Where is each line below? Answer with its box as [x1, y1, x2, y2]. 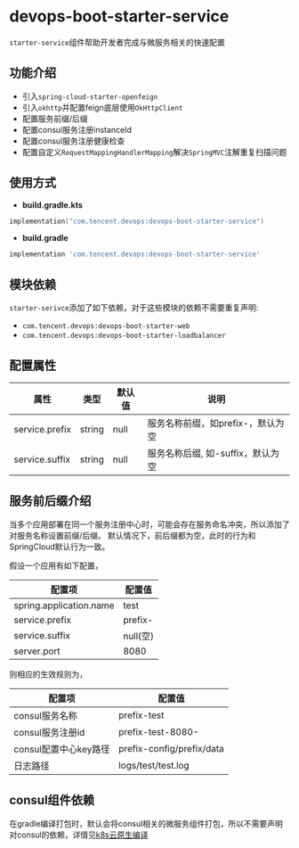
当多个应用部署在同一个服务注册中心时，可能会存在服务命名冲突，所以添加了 [9, 519, 290, 530]
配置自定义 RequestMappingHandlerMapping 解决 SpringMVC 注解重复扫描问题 [21, 146, 287, 157]
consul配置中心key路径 [13, 743, 110, 755]
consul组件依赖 [9, 793, 95, 808]
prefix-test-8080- [118, 725, 199, 737]
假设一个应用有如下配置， [9, 560, 103, 571]
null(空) [123, 630, 154, 642]
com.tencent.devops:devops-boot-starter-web [21, 322, 190, 331]
